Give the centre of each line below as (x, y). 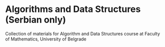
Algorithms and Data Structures (73, 9)
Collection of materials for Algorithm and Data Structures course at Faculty (82, 33)
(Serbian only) (36, 20)
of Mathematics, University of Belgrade (46, 39)
